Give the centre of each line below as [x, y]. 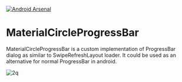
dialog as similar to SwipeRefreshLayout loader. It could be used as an [91, 55]
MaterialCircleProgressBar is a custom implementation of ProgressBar [91, 49]
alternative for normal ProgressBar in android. [62, 61]
